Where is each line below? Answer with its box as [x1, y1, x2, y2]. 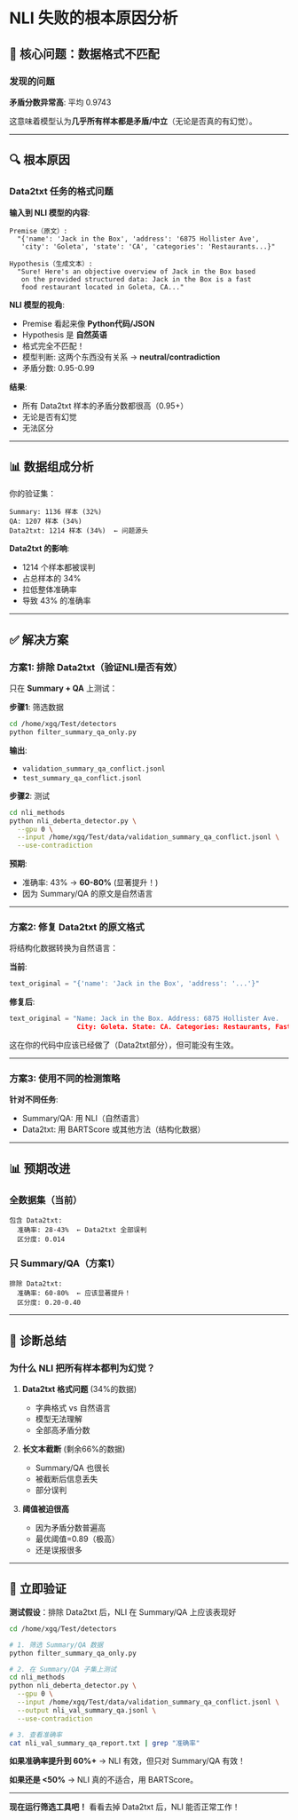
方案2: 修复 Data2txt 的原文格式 [9, 921, 145, 933]
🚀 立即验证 [9, 1581, 67, 1596]
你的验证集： [9, 488, 56, 499]
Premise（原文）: [9, 226, 68, 235]
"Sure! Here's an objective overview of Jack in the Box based [17, 267, 255, 276]
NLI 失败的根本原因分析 [9, 8, 178, 28]
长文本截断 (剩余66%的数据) [21, 1444, 126, 1454]
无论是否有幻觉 [21, 411, 77, 422]
